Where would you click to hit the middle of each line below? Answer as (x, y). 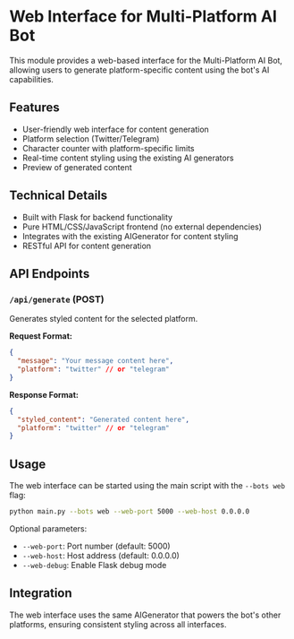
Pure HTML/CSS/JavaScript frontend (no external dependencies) (142, 227)
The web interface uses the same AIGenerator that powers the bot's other (145, 615)
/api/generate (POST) (57, 299)
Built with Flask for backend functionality (97, 217)
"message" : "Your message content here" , (96, 361)
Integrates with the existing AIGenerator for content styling (130, 236)
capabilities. (31, 79)
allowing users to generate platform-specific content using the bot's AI (139, 70)
